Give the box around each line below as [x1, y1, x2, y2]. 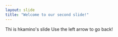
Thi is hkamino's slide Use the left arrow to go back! [5, 26, 113, 32]
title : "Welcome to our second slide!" [5, 12, 89, 17]
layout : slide [5, 7, 35, 13]
